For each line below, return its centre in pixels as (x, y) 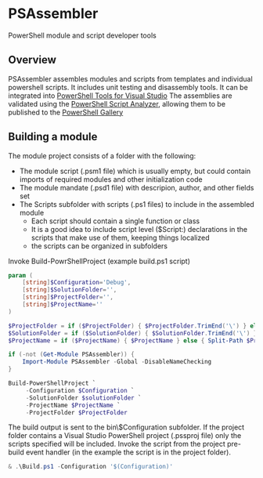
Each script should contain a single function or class (115, 221)
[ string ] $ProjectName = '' (63, 305)
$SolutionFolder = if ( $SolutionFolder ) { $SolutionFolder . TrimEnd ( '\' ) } (133, 333)
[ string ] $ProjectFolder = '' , (68, 297)
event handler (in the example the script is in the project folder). (128, 452)
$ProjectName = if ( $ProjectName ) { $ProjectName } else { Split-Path (126, 340)
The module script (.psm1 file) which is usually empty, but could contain (135, 171)
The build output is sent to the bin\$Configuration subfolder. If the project (126, 427)
